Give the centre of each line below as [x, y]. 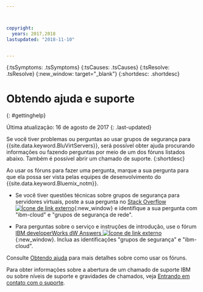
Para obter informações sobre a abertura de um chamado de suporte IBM [98, 270]
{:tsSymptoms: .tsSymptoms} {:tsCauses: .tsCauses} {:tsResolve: [88, 67]
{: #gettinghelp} [26, 115]
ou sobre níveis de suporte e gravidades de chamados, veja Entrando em [98, 276]
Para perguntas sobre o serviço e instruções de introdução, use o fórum [106, 227]
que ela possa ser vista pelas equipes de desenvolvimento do [84, 177]
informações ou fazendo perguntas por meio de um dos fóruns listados [96, 152]
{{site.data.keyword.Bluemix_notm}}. [52, 183]
